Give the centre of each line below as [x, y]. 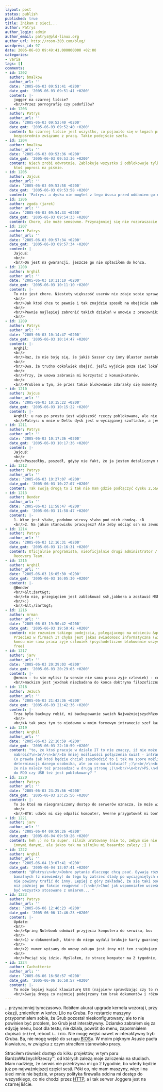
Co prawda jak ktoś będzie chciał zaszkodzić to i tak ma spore [80, 759]
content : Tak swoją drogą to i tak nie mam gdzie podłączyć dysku [78, 488]
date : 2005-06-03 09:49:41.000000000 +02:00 [51, 50]
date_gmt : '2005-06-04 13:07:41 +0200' [50, 868]
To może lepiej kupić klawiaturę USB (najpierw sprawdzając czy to [83, 990]
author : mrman [24, 615]
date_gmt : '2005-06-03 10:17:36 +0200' [50, 443]
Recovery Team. [29, 556]
